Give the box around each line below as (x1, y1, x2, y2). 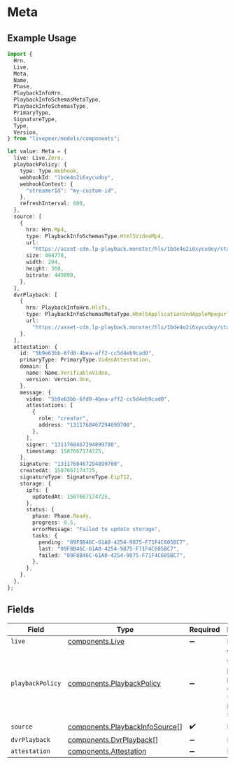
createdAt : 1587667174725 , (20, 467, 99, 474)
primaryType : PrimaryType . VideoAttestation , (20, 357, 152, 364)
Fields (7, 604, 35, 616)
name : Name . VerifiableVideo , (25, 369, 111, 376)
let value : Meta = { (7, 148, 68, 155)
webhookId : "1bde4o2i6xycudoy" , (20, 174, 114, 181)
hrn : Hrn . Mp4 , (25, 226, 68, 233)
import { (7, 50, 33, 57)
